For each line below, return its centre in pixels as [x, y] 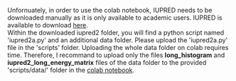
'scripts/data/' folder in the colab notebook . [71, 70]
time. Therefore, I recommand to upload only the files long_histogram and [116, 55]
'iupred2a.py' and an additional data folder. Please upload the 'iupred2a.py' [118, 40]
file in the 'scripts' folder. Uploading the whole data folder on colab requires [118, 48]
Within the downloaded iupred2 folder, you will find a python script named [116, 32]
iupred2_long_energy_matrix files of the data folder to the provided [107, 62]
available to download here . [48, 25]
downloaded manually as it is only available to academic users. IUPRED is [115, 18]
